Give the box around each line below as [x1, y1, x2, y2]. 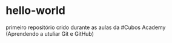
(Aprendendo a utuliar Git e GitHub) [5, 30, 94, 37]
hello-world [5, 4, 66, 18]
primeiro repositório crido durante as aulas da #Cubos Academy [5, 24, 166, 31]
